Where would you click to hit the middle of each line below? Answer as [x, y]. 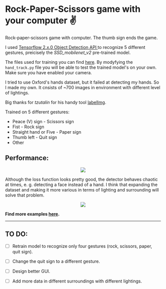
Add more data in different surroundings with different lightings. [77, 281]
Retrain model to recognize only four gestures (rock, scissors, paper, [82, 246]
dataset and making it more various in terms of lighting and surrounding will [82, 190]
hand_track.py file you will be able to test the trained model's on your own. [81, 67]
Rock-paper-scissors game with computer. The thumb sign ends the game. [82, 38]
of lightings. [17, 93]
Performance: [27, 158]
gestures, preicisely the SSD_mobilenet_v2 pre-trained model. [68, 52]
